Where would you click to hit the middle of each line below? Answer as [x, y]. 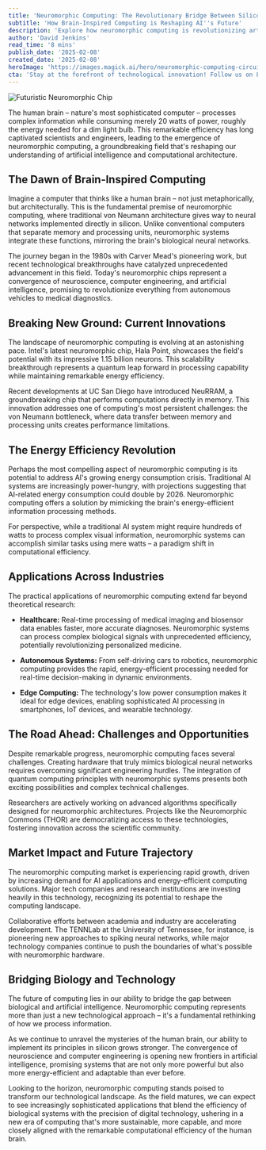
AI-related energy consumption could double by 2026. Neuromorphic [122, 494]
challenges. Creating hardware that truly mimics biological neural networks [131, 761]
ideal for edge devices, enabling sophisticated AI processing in [122, 701]
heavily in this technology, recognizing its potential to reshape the [116, 897]
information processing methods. [62, 512]
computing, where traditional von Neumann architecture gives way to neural [132, 216]
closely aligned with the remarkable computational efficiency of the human [130, 1130]
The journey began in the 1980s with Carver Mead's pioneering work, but [127, 256]
